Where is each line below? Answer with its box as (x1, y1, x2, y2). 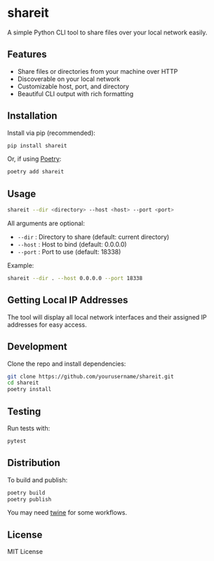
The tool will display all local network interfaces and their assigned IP (7, 312, 207, 321)
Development (7, 341, 68, 352)
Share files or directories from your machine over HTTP (17, 67, 178, 75)
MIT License (7, 548, 44, 556)
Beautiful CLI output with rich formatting (17, 89, 134, 98)
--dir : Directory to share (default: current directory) (17, 233, 170, 241)
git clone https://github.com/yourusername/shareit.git (7, 373, 174, 380)
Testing (7, 405, 41, 417)
